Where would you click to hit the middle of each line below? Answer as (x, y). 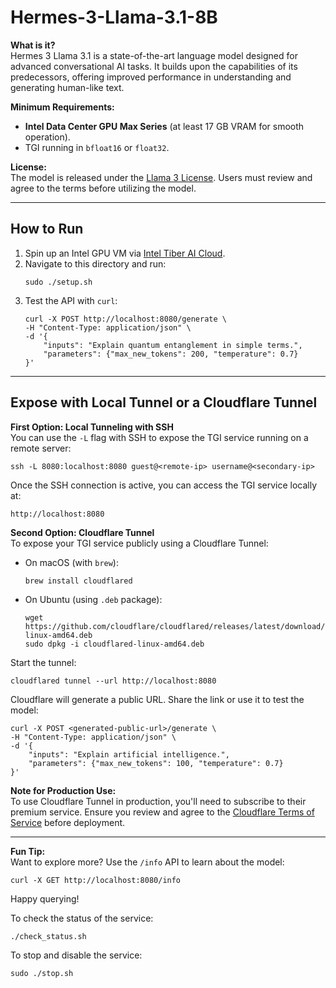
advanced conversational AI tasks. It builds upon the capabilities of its (154, 66)
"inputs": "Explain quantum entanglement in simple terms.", (173, 345)
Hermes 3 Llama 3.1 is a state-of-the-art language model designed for (154, 55)
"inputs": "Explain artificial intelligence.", (129, 754)
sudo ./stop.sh (42, 973)
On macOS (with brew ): (71, 562)
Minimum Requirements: (62, 107)
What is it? (33, 45)
